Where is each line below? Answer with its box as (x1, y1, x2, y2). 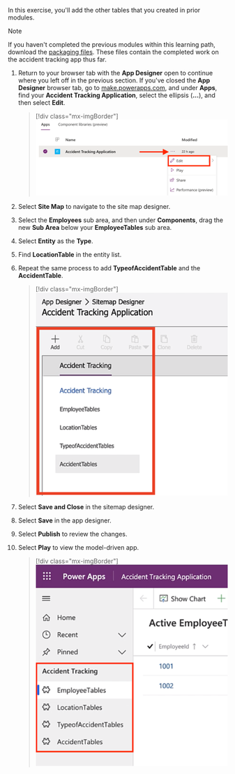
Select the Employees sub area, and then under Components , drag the (17, 216, 224, 224)
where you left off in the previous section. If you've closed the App (17, 76, 211, 85)
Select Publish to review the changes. (17, 530, 128, 539)
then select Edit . (17, 98, 66, 107)
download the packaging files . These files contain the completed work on (8, 48, 219, 56)
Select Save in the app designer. (17, 516, 112, 525)
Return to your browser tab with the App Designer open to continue (17, 69, 213, 77)
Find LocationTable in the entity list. (17, 251, 122, 259)
